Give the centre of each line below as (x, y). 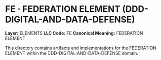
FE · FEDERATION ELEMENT (63, 9)
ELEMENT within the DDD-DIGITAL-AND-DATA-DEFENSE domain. (72, 53)
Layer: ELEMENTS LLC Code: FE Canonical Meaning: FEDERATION (74, 33)
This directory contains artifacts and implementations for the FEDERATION (81, 48)
